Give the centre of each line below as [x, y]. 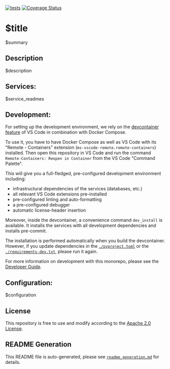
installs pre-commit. [26, 231]
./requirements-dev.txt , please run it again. [52, 252]
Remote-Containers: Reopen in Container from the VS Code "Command [80, 158]
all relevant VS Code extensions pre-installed [60, 194]
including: [16, 179]
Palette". [14, 164]
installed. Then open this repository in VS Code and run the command [78, 153]
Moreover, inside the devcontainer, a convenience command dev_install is [84, 220]
